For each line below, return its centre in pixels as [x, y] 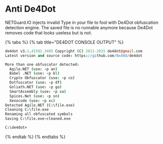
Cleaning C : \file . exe [27, 110]
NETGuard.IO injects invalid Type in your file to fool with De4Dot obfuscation [82, 22]
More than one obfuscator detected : [42, 64]
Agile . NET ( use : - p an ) [33, 69]
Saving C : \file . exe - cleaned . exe [38, 119]
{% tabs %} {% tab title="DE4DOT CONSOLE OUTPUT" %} [64, 42]
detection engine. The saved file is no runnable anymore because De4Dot [79, 27]
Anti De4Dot [30, 9]
